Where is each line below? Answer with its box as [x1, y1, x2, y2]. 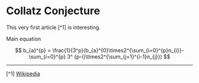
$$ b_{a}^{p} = [14, 46, 52, 54]
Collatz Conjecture [6, 4, 101, 18]
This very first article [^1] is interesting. [6, 24, 101, 31]
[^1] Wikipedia [6, 70, 40, 77]
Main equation [6, 35, 41, 42]
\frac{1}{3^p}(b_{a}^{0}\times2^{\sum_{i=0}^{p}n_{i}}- [52, 46, 185, 54]
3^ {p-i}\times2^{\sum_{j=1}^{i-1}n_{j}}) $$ [67, 53, 171, 60]
